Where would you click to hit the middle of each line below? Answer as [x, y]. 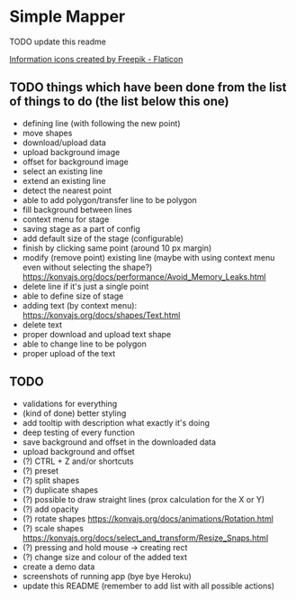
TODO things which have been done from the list [148, 88]
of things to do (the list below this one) [119, 102]
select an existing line [63, 171]
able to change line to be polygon [84, 344]
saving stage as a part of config [81, 228]
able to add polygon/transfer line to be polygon [110, 199]
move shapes [47, 133]
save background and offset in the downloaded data [119, 442]
